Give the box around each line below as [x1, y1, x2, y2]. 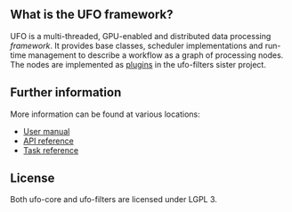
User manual [22, 126, 70, 136]
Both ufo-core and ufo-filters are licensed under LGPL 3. [10, 194, 217, 205]
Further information [10, 85, 122, 101]
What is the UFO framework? [10, 7, 174, 22]
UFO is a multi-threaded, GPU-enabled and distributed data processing [10, 30, 272, 41]
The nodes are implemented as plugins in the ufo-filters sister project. [10, 59, 266, 69]
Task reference [22, 144, 79, 155]
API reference [22, 135, 74, 146]
